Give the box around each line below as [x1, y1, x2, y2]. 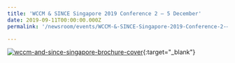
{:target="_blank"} [143, 48, 196, 56]
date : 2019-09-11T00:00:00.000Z [7, 17, 101, 24]
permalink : [7, 23, 39, 30]
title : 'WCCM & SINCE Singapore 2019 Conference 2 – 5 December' [7, 10, 201, 17]
